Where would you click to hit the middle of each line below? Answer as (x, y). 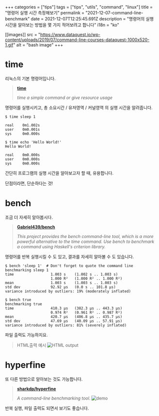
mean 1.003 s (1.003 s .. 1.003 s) (62, 283)
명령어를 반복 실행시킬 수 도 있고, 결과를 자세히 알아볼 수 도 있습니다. (70, 256)
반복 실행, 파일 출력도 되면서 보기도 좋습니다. (47, 408)
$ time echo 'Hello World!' (33, 142)
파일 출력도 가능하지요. (26, 335)
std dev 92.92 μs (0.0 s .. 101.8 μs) (61, 287)
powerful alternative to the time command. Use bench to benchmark (86, 241)
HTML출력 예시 (32, 345)
